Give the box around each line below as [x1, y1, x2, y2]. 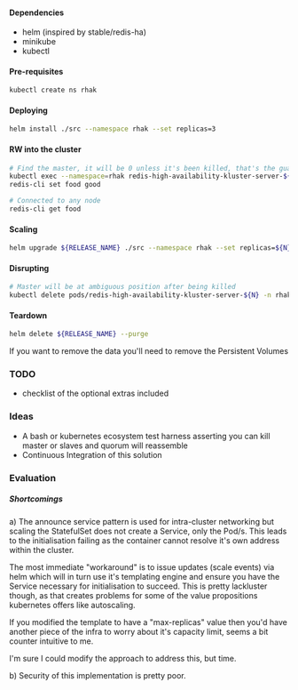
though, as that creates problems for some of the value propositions [9, 590, 258, 600]
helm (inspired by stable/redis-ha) [21, 27, 147, 37]
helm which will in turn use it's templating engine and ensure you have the [9, 571, 280, 582]
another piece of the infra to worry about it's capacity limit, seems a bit [9, 626, 269, 637]
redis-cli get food [9, 205, 82, 213]
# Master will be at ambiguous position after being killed [9, 283, 237, 292]
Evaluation [9, 471, 56, 484]
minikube [21, 36, 56, 47]
